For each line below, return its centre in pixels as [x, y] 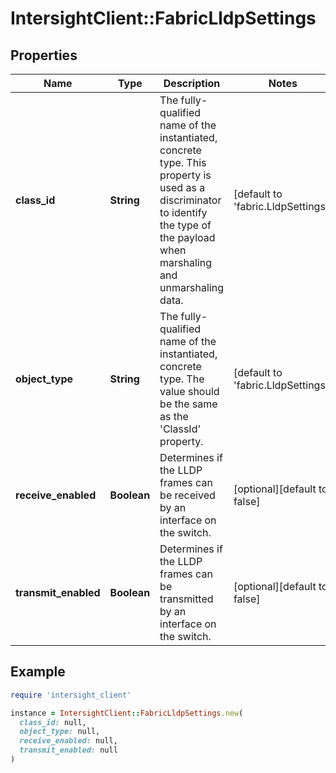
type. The [182, 379]
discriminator [190, 200]
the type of [185, 225]
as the [174, 416]
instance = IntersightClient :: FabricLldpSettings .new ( [127, 713]
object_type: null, [60, 732]
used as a [182, 187]
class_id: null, [53, 722]
